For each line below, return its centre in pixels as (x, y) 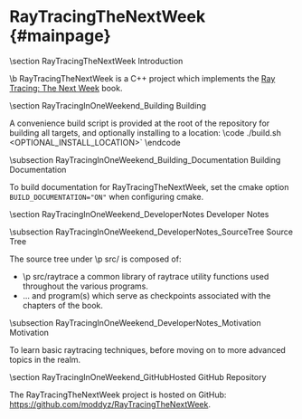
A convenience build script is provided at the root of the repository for (140, 123)
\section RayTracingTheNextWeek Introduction (96, 61)
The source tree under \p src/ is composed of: (95, 259)
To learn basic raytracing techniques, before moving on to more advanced (148, 349)
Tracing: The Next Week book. (66, 88)
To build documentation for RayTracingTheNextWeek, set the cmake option (149, 186)
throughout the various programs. (85, 286)
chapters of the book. (63, 305)
